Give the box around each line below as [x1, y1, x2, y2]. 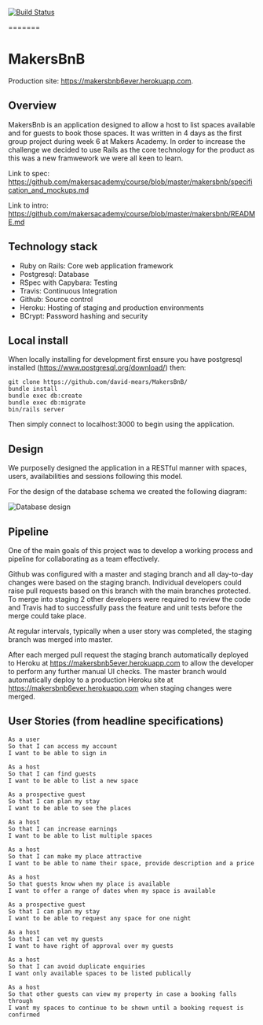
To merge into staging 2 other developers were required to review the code [8, 595, 251, 603]
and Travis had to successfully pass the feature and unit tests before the [8, 603, 243, 612]
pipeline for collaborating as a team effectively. [8, 555, 160, 563]
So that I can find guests [8, 769, 97, 778]
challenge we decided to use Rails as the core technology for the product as [8, 145, 255, 154]
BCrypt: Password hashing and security [19, 311, 148, 320]
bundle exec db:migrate [8, 399, 86, 407]
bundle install [8, 385, 58, 393]
